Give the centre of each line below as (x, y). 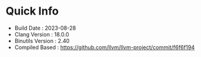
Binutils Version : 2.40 (42, 41)
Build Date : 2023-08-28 (45, 28)
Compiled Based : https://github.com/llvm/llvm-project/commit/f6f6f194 (104, 47)
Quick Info (32, 11)
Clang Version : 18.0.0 (42, 34)
